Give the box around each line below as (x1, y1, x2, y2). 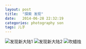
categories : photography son (5, 20, 64, 25)
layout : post (5, 7, 31, 12)
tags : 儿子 (5, 25, 26, 30)
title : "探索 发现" (5, 12, 43, 16)
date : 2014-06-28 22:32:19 (5, 16, 64, 21)
